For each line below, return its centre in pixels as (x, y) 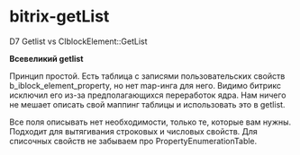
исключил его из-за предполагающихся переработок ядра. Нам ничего (148, 95)
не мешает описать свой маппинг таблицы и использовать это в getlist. (147, 104)
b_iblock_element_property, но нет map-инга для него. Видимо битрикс (145, 85)
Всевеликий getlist (46, 58)
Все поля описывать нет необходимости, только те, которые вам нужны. (150, 122)
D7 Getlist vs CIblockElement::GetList (78, 41)
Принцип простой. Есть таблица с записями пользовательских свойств (147, 76)
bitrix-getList (59, 17)
